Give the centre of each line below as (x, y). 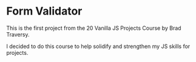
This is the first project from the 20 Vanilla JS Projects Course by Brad (94, 28)
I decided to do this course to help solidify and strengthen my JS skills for (98, 46)
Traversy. (18, 34)
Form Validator (44, 11)
